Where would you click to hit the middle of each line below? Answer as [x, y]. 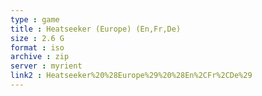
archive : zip [40, 57]
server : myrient [46, 66]
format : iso [37, 47]
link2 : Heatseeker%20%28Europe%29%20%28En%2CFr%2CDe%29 [131, 76]
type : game [35, 19]
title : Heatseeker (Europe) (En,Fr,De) [96, 29]
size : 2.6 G [37, 38]
